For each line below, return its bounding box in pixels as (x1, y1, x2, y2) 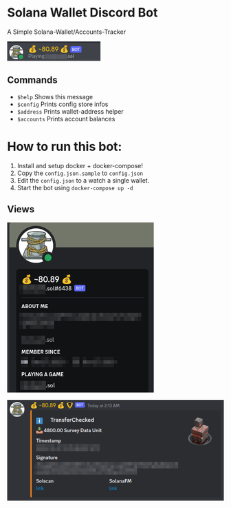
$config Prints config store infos (16, 100, 109, 108)
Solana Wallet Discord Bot (7, 5, 158, 21)
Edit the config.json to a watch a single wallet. (16, 176, 150, 184)
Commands (7, 74, 58, 86)
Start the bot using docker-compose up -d (16, 183, 133, 192)
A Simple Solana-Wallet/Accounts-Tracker (7, 28, 126, 36)
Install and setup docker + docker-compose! (16, 161, 143, 170)
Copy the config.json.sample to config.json (16, 169, 143, 177)
